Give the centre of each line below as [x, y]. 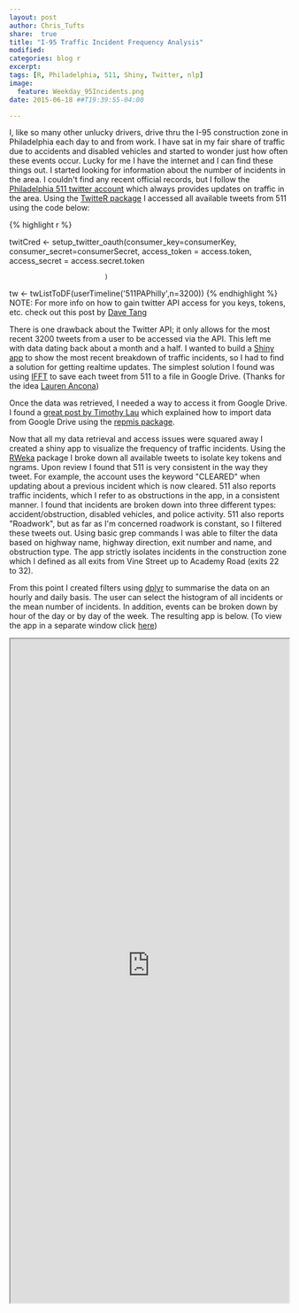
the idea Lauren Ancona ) [54, 386]
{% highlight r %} [41, 225]
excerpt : [25, 67]
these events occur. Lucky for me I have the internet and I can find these [142, 161]
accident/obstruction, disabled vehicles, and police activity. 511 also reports [147, 514]
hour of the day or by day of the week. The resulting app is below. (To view [146, 616]
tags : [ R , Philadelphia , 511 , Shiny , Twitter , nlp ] [106, 75]
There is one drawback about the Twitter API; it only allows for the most [140, 329]
